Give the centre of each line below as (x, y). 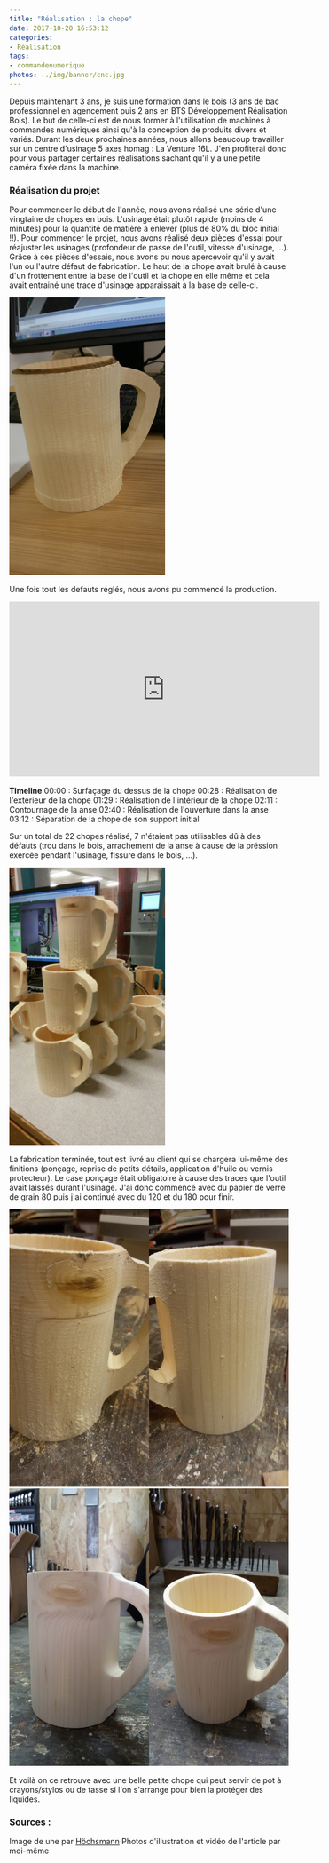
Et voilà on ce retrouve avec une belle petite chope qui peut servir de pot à (145, 1780)
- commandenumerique (47, 66)
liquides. (25, 1799)
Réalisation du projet (55, 190)
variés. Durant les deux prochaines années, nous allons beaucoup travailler (147, 139)
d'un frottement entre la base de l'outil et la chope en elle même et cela (140, 276)
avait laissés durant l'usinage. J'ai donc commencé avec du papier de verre (147, 1188)
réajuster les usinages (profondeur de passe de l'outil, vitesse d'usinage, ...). (149, 248)
